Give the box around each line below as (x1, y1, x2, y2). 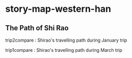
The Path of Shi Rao (5, 24, 69, 32)
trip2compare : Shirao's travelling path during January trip (5, 37, 127, 43)
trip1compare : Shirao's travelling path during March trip (5, 47, 122, 53)
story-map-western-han (5, 3, 111, 15)
